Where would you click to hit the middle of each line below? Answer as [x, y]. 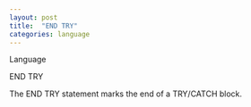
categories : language [50, 34]
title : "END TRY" [43, 26]
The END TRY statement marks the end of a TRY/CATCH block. [126, 94]
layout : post [34, 17]
